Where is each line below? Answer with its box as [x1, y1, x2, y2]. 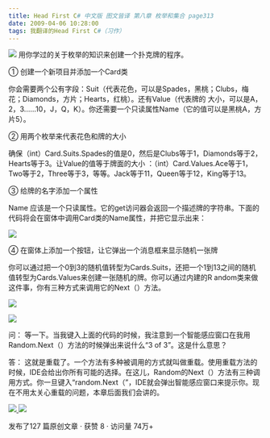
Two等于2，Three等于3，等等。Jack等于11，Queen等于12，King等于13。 [8, 169, 251, 178]
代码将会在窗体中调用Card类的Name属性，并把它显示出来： [8, 213, 207, 223]
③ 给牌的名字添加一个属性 [8, 186, 98, 196]
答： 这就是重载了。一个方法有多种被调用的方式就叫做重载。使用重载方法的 [8, 357, 258, 367]
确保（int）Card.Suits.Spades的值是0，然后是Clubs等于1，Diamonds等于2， [8, 148, 263, 158]
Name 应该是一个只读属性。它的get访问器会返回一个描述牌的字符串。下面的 [8, 203, 260, 213]
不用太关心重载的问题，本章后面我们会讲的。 [15, 388, 164, 398]
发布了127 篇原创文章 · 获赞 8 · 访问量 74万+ [8, 421, 154, 432]
